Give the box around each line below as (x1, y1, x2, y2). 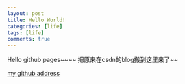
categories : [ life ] (7, 23, 63, 30)
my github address (7, 70, 60, 78)
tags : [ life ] (7, 29, 45, 36)
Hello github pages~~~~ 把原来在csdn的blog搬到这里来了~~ (7, 56, 178, 64)
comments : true (7, 36, 51, 43)
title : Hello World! (7, 17, 66, 23)
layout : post (7, 10, 45, 17)
